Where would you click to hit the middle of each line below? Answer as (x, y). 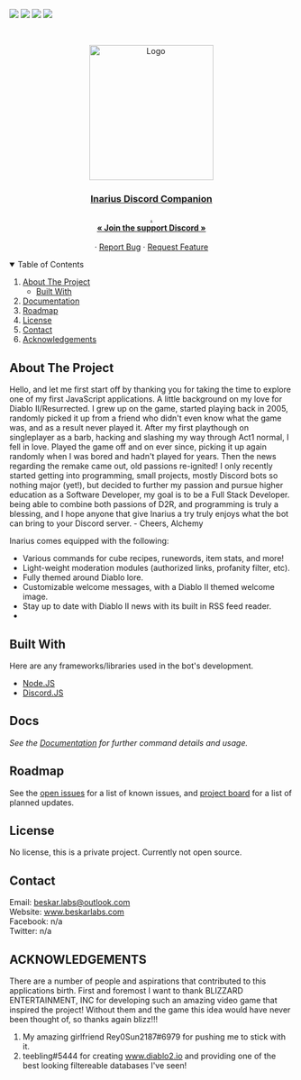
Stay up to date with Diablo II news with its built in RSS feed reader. (147, 606)
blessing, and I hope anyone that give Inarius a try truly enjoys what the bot (149, 514)
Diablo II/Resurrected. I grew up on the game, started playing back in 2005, (149, 409)
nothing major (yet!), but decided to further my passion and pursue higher (146, 486)
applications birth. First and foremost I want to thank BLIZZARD (126, 990)
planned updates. (42, 803)
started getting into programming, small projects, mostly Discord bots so (144, 476)
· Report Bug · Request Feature (151, 247)
